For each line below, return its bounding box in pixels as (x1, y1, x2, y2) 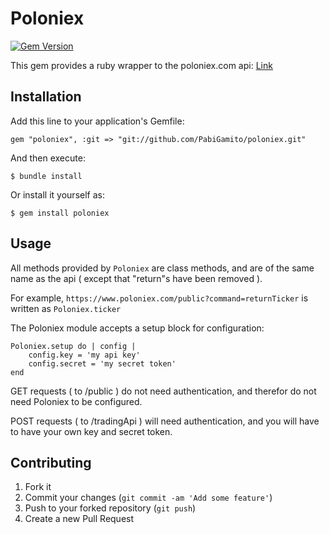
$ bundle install (10, 171, 83, 181)
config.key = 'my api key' (28, 350, 141, 360)
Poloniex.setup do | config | (10, 341, 137, 351)
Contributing (10, 454, 92, 471)
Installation (10, 88, 82, 106)
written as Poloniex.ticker (10, 302, 122, 314)
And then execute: (10, 152, 86, 164)
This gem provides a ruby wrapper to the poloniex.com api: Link (10, 59, 273, 71)
